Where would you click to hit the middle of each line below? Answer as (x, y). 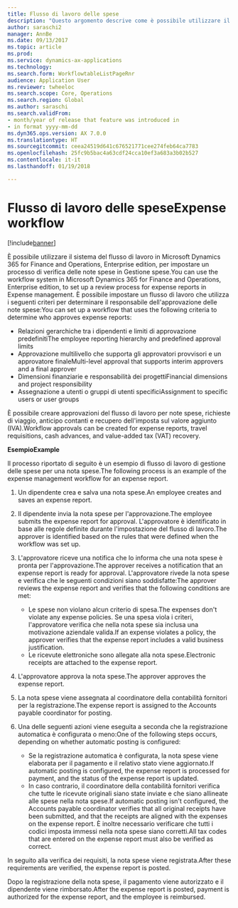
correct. (40, 846)
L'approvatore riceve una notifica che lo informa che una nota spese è (120, 557)
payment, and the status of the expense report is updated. (113, 778)
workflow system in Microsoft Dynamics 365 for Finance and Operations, (114, 279)
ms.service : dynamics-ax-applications (65, 61)
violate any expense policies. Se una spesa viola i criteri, (111, 616)
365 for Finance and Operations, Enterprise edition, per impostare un (108, 264)
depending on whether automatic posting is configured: (99, 741)
